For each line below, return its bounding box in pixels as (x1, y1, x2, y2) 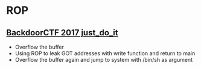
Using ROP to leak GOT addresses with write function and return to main (14, 50, 196, 57)
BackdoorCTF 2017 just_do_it (6, 28, 119, 38)
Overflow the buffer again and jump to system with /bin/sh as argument (14, 56, 193, 63)
